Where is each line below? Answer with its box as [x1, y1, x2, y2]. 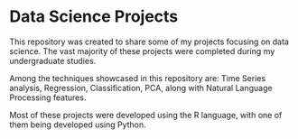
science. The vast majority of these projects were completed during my [9, 45, 275, 56]
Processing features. [9, 92, 87, 103]
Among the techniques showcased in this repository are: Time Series [9, 72, 266, 83]
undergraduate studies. [9, 55, 97, 66]
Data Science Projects [9, 6, 179, 27]
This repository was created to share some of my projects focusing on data [9, 36, 289, 47]
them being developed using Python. [9, 119, 146, 130]
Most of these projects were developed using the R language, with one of [9, 109, 283, 120]
